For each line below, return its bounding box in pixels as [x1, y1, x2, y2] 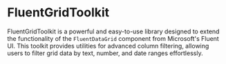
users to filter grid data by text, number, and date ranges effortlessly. [7, 49, 203, 57]
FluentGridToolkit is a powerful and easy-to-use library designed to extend [7, 27, 220, 35]
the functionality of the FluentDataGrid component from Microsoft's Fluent [7, 34, 219, 42]
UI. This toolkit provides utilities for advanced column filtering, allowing [7, 42, 209, 50]
